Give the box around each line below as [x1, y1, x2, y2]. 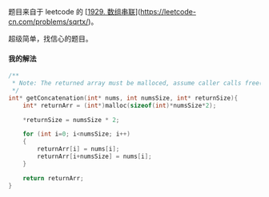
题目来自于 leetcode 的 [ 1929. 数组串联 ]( [8, 7, 141, 16]
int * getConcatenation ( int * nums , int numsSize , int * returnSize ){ [8, 94, 239, 102]
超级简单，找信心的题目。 [8, 34, 93, 43]
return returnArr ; [22, 174, 84, 182]
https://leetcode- [139, 7, 196, 16]
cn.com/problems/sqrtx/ [8, 17, 89, 26]
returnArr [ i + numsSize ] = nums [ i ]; [37, 152, 152, 161]
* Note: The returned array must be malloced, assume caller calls [11, 79, 242, 88]
